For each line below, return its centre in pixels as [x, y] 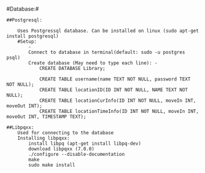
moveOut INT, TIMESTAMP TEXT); [46, 117]
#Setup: [27, 42]
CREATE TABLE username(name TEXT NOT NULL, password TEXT [115, 79]
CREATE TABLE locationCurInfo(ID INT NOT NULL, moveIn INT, [118, 101]
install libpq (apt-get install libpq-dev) [85, 144]
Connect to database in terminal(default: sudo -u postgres [107, 52]
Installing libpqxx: [44, 138]
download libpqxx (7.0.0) [62, 149]
